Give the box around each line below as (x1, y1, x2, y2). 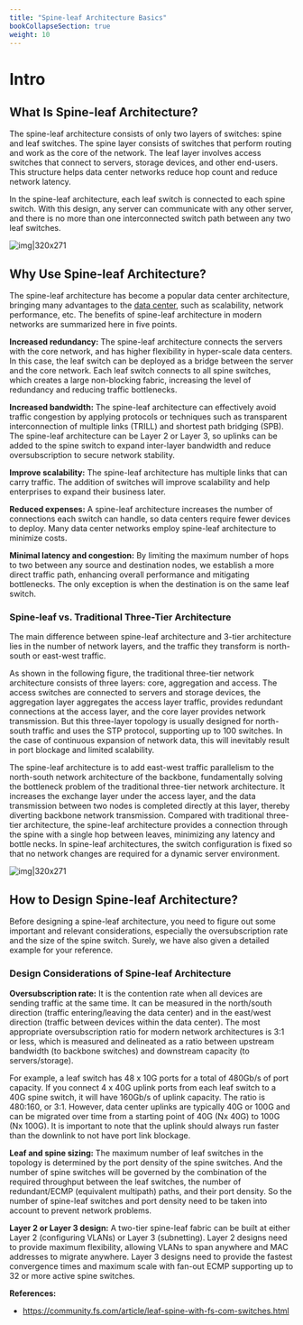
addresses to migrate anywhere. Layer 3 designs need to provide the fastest (9, 1251, 293, 1262)
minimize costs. (9, 533, 68, 544)
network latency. (9, 177, 72, 188)
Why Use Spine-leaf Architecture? (9, 266, 207, 281)
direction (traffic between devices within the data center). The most (9, 1017, 261, 1027)
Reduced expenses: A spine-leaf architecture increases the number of (9, 504, 273, 515)
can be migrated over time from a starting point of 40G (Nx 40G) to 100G (9, 1110, 280, 1121)
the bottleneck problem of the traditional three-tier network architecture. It (9, 781, 286, 792)
